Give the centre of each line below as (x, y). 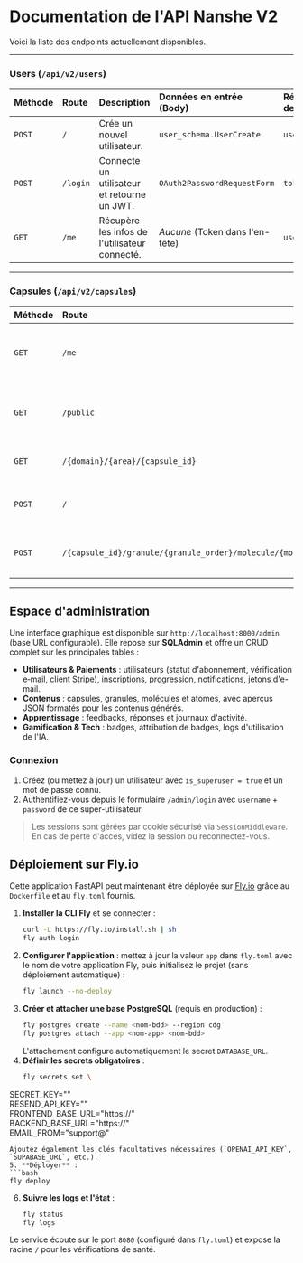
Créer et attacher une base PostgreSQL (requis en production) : (142, 1009)
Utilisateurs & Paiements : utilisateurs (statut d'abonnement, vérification (157, 670)
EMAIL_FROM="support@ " (60, 1133)
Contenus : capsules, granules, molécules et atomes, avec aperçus (147, 699)
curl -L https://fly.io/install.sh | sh (99, 930)
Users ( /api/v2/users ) (58, 73)
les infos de (124, 232)
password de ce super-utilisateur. (83, 809)
